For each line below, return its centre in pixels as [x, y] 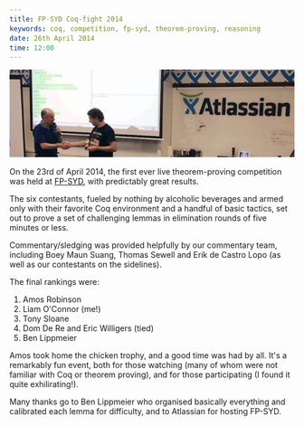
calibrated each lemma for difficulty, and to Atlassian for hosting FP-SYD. [146, 411]
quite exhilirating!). [44, 383]
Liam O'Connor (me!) [62, 308]
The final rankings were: [54, 281]
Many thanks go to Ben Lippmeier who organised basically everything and [147, 402]
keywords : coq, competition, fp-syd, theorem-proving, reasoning [135, 28]
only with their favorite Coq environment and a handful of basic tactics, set [148, 208]
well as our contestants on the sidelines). [86, 264]
